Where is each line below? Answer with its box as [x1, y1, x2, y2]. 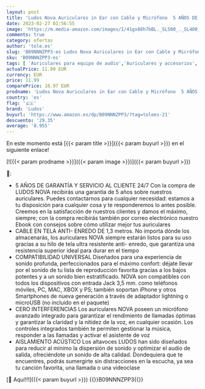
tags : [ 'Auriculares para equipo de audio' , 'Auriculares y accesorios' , [6, 60, 198, 66]
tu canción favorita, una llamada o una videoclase [15, 364, 140, 371]
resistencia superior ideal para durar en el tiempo [15, 247, 139, 254]
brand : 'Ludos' [6, 105, 45, 112]
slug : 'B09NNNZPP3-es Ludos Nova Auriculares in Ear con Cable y [6, 49, 176, 55]
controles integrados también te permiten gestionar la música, [15, 325, 172, 333]
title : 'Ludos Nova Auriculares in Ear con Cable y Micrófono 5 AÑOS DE [6, 15, 198, 21]
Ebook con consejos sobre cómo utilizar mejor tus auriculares [15, 221, 171, 228]
